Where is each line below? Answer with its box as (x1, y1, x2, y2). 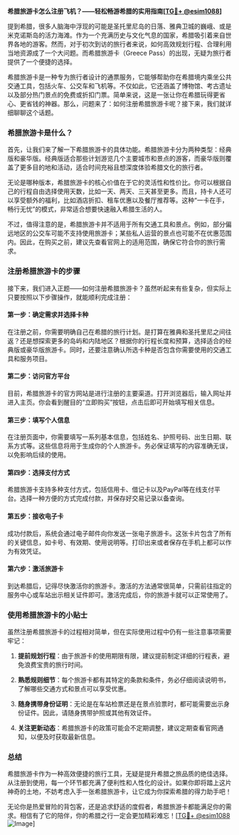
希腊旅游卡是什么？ (7, 127, 73, 137)
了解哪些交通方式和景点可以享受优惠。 (17, 685, 130, 693)
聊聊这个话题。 (13, 108, 58, 117)
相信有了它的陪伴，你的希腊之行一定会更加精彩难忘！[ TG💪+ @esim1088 (19, 812, 230, 820)
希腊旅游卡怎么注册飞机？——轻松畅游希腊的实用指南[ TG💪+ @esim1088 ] (7, 7, 223, 15)
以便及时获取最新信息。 (30, 732, 100, 741)
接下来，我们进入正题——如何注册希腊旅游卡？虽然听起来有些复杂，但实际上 (7, 284, 232, 293)
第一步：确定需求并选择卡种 (7, 310, 89, 319)
